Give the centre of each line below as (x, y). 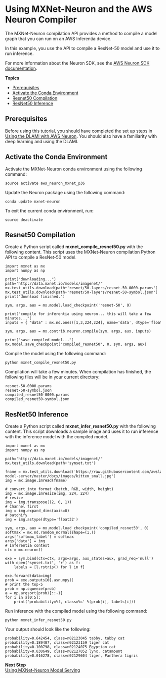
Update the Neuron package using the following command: (65, 192)
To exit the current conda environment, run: (49, 210)
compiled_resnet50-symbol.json (37, 399)
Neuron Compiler (41, 20)
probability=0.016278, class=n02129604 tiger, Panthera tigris (72, 656)
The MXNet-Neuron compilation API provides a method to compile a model (81, 33)
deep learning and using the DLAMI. (42, 141)
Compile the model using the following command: (56, 354)
